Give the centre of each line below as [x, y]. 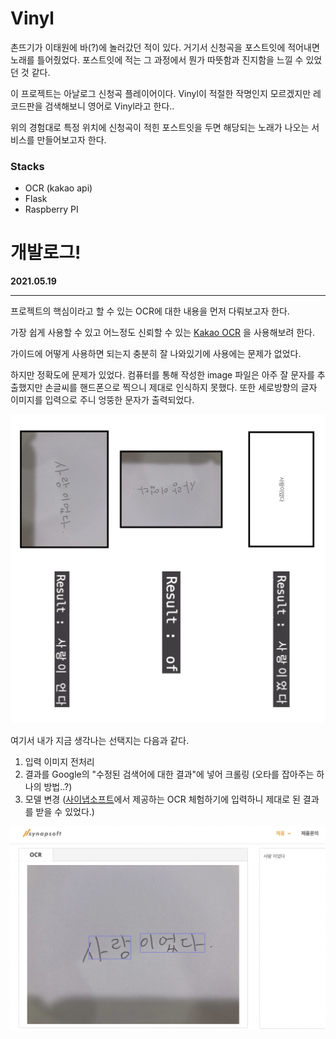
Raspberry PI [51, 209]
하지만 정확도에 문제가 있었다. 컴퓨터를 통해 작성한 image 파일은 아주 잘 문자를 [162, 375]
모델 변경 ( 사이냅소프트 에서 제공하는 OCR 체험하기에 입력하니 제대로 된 [162, 799]
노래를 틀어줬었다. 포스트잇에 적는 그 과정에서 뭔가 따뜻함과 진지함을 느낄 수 [157, 59]
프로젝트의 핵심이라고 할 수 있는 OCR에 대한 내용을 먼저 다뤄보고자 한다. [150, 311]
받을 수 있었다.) [65, 812]
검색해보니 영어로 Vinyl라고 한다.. [109, 106]
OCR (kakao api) [58, 188]
